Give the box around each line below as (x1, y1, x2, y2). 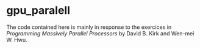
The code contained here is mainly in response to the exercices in (6, 23, 172, 31)
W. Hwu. (6, 36, 27, 43)
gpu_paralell (6, 4, 71, 17)
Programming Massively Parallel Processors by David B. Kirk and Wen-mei (6, 29, 195, 37)
